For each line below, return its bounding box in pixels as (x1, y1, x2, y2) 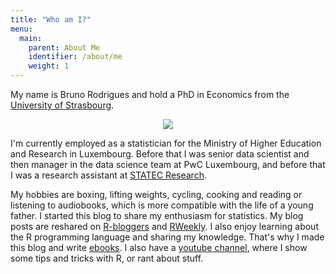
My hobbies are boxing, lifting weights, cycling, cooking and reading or (10, 189, 303, 200)
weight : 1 (28, 61, 70, 71)
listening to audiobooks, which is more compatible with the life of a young (10, 199, 314, 211)
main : (19, 33, 43, 43)
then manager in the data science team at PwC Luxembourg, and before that (10, 159, 326, 170)
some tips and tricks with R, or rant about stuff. (10, 252, 204, 264)
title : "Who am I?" (10, 14, 92, 25)
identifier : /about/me (28, 52, 123, 62)
